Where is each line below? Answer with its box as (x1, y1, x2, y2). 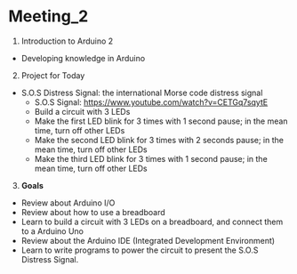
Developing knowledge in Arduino (20, 52, 146, 63)
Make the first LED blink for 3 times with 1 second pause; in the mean (34, 116, 288, 126)
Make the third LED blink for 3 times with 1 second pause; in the (34, 153, 268, 164)
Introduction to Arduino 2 (20, 36, 114, 46)
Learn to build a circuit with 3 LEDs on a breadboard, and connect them (20, 216, 284, 227)
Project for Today (20, 69, 85, 81)
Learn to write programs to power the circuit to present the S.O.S (20, 245, 259, 255)
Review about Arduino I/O (20, 197, 116, 208)
